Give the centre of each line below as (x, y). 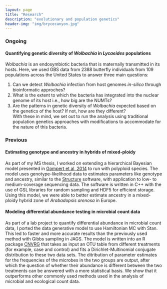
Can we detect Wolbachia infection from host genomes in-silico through (87, 84)
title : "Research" (24, 14)
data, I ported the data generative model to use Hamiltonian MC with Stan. (81, 228)
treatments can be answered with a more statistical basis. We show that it (81, 270)
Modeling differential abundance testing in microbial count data (73, 212)
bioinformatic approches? (39, 90)
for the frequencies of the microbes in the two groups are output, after (77, 260)
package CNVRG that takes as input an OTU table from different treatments (83, 244)
